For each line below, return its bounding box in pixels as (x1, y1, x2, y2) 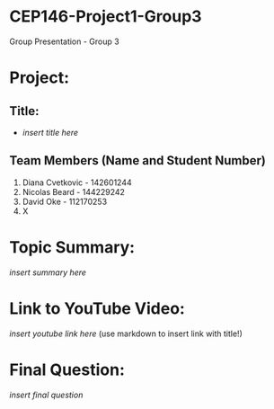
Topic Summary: (9, 236, 136, 257)
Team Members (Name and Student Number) (9, 153, 267, 168)
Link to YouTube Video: (9, 298, 186, 318)
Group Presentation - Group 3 (9, 36, 119, 47)
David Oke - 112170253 (22, 196, 108, 207)
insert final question (9, 389, 84, 400)
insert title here (22, 127, 79, 138)
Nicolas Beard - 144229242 (22, 186, 126, 197)
